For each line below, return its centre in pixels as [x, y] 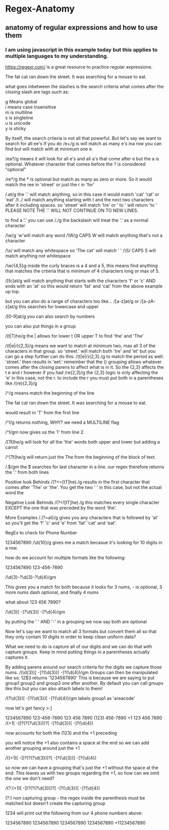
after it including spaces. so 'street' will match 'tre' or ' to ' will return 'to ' [81, 205]
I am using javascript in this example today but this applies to [81, 49]
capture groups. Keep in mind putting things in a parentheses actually [77, 652]
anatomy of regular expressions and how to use [81, 27]
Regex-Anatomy [40, 9]
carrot [12, 447]
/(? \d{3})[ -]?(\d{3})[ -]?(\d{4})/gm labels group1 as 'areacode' [70, 698]
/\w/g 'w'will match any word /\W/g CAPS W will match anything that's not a [84, 235]
